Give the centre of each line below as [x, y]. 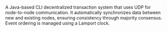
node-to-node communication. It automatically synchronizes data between [83, 12]
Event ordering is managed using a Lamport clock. [58, 23]
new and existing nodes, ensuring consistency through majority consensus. [84, 18]
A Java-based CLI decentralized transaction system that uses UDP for [78, 7]
